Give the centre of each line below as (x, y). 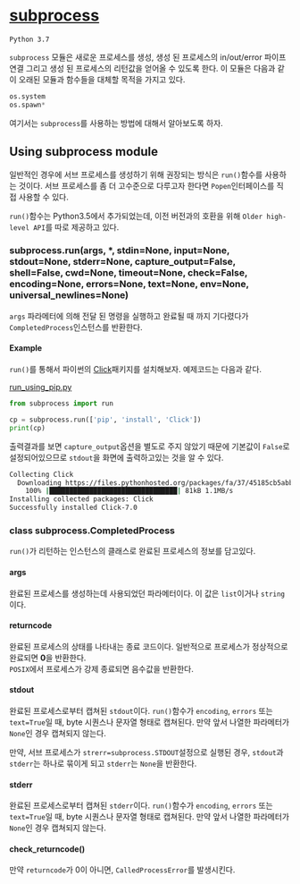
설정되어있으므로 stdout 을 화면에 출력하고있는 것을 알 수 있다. (117, 457)
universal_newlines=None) (69, 295)
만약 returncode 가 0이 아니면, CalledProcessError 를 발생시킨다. (122, 870)
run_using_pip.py (41, 387)
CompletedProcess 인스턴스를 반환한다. (76, 327)
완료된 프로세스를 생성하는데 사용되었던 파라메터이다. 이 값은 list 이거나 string (147, 593)
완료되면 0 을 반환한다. (48, 658)
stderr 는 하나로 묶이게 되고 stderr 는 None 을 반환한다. (103, 763)
